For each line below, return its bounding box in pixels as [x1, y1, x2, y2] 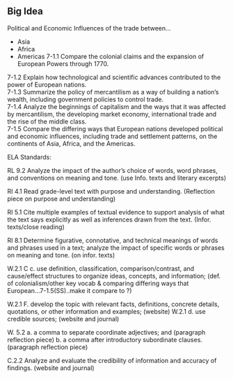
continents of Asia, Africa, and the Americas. [7, 139, 136, 148]
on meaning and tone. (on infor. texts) [7, 251, 115, 259]
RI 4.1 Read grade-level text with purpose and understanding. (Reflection [7, 187, 216, 195]
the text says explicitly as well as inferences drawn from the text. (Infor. [7, 215, 211, 224]
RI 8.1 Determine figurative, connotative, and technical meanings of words [7, 236, 218, 244]
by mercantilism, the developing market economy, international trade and [7, 110, 217, 118]
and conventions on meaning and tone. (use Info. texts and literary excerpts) [7, 174, 227, 182]
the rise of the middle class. [7, 117, 87, 126]
